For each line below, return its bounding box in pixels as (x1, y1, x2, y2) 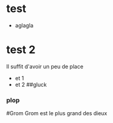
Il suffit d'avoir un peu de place (6, 63, 83, 70)
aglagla (15, 22, 34, 29)
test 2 (6, 43, 36, 57)
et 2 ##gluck (15, 81, 47, 88)
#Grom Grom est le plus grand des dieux (6, 110, 108, 117)
